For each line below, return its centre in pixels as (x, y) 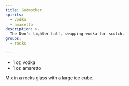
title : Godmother (24, 10)
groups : (14, 39)
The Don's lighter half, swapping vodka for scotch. (67, 34)
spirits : (15, 15)
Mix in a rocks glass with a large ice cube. (49, 78)
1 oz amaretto (27, 68)
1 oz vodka (24, 62)
